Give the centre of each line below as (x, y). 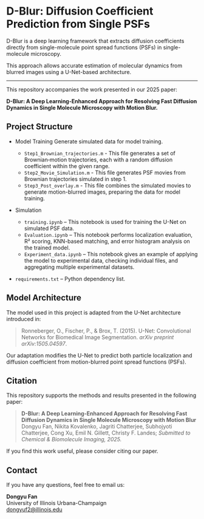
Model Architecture (44, 298)
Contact (22, 470)
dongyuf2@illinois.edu (34, 510)
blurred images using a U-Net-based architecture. (69, 72)
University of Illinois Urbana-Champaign (56, 503)
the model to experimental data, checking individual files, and (101, 260)
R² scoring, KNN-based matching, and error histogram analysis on (107, 241)
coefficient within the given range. (67, 166)
